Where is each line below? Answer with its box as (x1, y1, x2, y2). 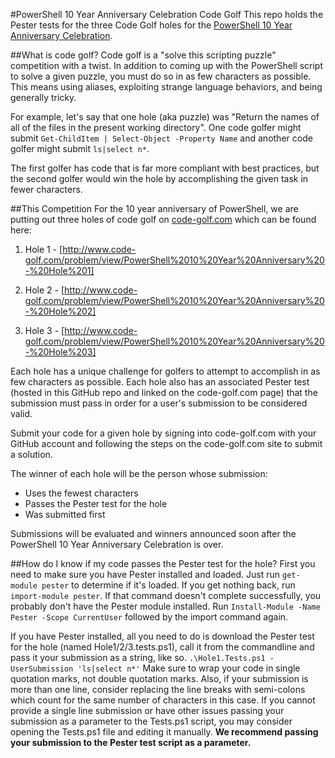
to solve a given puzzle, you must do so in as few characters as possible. (10, 70, 312, 82)
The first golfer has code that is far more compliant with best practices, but (10, 162, 320, 174)
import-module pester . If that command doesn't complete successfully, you (10, 590, 322, 601)
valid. (10, 408, 33, 419)
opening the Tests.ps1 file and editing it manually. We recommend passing (10, 726, 319, 738)
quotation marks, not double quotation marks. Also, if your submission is (10, 673, 309, 684)
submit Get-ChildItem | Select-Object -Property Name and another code (10, 132, 313, 144)
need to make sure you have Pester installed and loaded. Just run (10, 569, 281, 580)
